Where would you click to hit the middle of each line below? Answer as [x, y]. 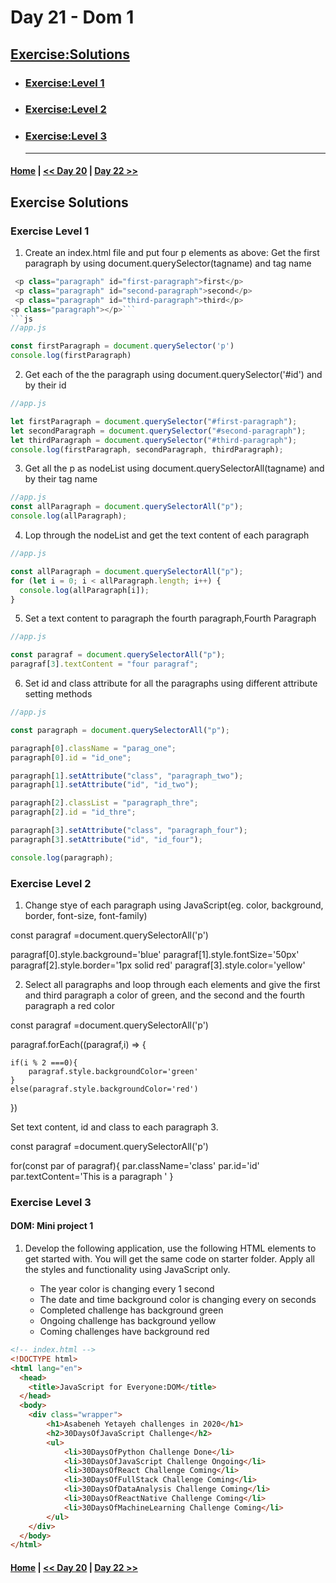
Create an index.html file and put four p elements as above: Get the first [172, 252]
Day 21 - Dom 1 [72, 17]
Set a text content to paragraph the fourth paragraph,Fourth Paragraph [170, 618]
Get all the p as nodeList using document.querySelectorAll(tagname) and [174, 468]
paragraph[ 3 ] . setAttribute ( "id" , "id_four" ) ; [106, 839]
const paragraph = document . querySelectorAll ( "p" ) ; [120, 730]
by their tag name [61, 479]
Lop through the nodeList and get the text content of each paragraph [167, 535]
